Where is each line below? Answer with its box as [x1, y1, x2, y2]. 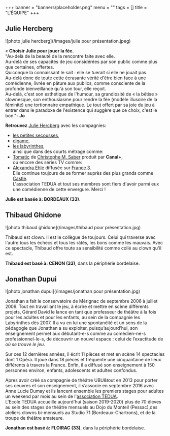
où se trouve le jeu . [5, 341, 46, 348]
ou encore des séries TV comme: [12, 159, 83, 165]
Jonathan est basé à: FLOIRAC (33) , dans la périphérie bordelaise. [5, 425, 146, 431]
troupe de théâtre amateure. [5, 415, 64, 421]
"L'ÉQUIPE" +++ [5, 10, 40, 16]
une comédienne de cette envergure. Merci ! [12, 186, 106, 192]
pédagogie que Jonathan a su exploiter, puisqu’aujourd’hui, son [5, 325, 138, 331]
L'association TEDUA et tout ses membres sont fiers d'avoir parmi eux [12, 180, 159, 187]
